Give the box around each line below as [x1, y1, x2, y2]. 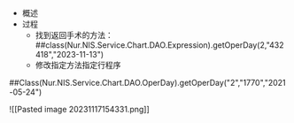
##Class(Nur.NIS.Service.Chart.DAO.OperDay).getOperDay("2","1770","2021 [9, 78, 286, 88]
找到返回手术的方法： [35, 30, 113, 40]
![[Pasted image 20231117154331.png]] [9, 104, 151, 114]
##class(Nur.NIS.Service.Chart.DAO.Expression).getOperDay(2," [35, 40, 270, 50]
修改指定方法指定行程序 [35, 60, 121, 70]
